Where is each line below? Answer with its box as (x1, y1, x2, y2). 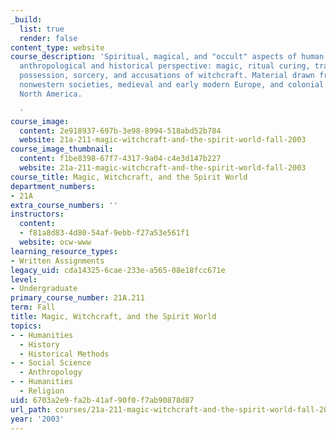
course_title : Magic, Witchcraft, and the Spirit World (10, 172, 248, 182)
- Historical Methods (19, 349, 110, 359)
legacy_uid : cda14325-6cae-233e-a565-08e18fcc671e (10, 265, 226, 275)
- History (19, 339, 60, 350)
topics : (10, 321, 43, 331)
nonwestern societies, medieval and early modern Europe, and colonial (19, 80, 325, 90)
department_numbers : (10, 181, 97, 191)
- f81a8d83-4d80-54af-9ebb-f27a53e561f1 (19, 228, 190, 238)
